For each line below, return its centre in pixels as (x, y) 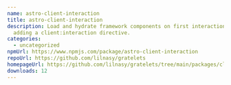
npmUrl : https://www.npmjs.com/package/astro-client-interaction (102, 52)
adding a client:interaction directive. (72, 33)
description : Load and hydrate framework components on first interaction (117, 26)
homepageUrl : (26, 64)
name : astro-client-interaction (53, 13)
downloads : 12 (27, 71)
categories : (24, 39)
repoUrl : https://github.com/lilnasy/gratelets (77, 58)
